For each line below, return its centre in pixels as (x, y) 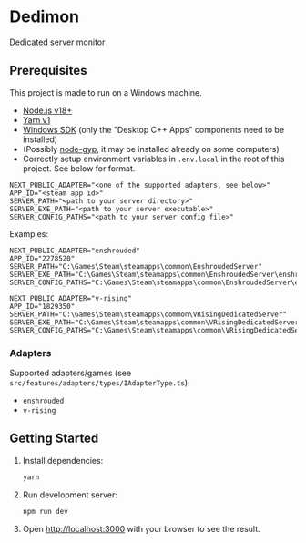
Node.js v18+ (47, 110)
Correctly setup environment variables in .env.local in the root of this (153, 159)
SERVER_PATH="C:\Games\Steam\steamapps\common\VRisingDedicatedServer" (148, 314)
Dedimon (45, 17)
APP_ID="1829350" (42, 306)
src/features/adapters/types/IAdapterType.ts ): (100, 383)
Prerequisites (48, 71)
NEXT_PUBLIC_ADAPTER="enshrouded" (75, 251)
